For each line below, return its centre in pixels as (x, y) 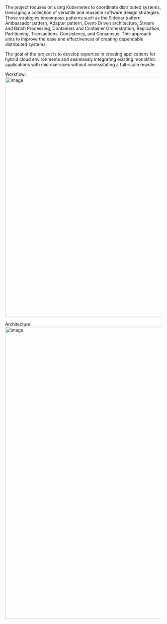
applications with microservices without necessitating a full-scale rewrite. (81, 65)
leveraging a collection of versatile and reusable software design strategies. (83, 12)
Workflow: (16, 74)
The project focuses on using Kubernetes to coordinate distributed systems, (83, 7)
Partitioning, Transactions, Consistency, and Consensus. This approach (78, 34)
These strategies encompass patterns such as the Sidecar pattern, (74, 18)
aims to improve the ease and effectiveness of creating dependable (74, 39)
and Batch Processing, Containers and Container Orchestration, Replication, (83, 28)
